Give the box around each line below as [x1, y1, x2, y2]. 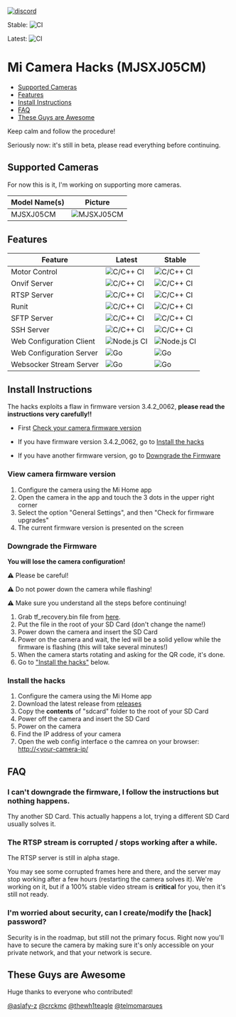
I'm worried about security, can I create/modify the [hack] [7, 908, 212, 918]
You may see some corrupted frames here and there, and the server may [7, 867, 221, 876]
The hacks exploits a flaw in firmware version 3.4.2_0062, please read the [7, 403, 225, 411]
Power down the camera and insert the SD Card [17, 627, 158, 636]
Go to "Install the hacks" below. [17, 658, 110, 666]
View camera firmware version [7, 469, 116, 479]
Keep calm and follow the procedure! [7, 127, 116, 135]
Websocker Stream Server [11, 359, 100, 369]
